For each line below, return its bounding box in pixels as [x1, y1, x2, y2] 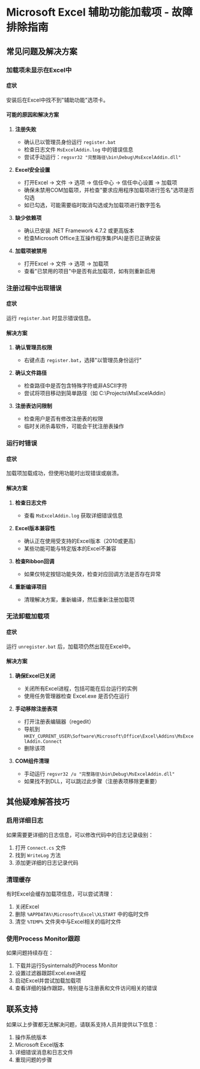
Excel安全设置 [14, 166, 50, 173]
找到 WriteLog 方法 [14, 851, 61, 859]
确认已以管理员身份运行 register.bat [23, 138, 116, 145]
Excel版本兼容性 [14, 524, 56, 531]
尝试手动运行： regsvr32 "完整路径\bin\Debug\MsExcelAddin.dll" [23, 153, 181, 160]
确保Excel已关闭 [14, 672, 56, 679]
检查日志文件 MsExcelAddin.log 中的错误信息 [23, 145, 134, 153]
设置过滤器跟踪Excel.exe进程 [14, 969, 86, 977]
